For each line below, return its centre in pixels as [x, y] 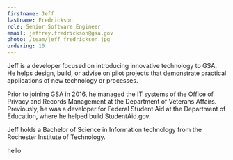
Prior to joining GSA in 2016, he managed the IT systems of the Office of [111, 94]
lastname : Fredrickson [40, 20]
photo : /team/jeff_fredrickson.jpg [59, 40]
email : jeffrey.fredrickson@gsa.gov [60, 33]
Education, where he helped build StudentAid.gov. [79, 116]
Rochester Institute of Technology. [56, 137]
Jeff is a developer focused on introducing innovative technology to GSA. [112, 66]
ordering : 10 [26, 46]
